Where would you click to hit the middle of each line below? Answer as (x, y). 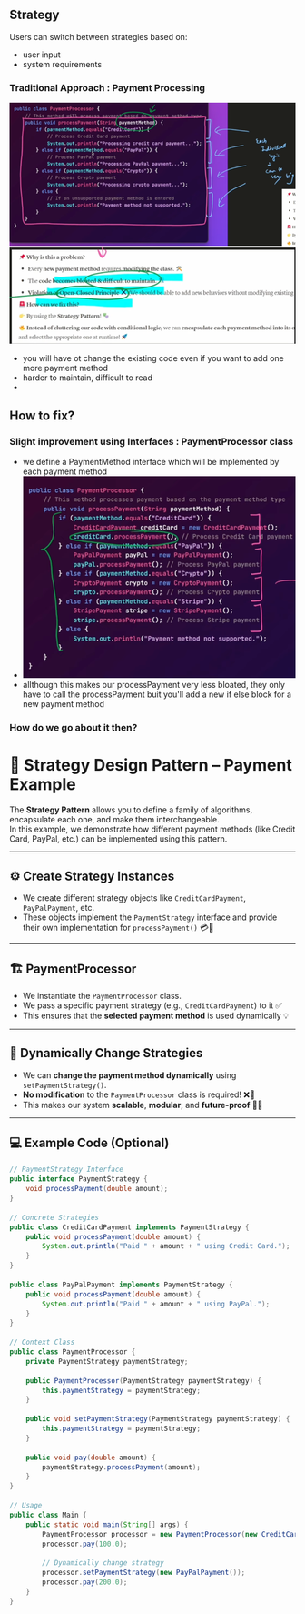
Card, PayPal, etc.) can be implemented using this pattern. (118, 839)
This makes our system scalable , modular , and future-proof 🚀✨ (143, 1105)
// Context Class (42, 1342)
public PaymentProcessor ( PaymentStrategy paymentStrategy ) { (143, 1381)
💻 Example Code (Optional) (89, 1143)
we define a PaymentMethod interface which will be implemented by (151, 461)
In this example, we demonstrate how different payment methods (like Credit (152, 829)
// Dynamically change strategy (103, 1563)
